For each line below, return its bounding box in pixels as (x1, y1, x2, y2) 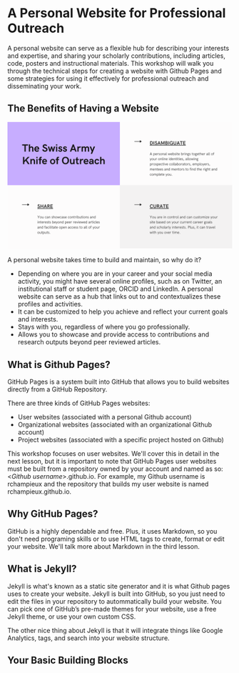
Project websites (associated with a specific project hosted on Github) (17, 436, 225, 444)
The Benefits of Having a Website (7, 102, 159, 115)
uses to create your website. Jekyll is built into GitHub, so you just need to (7, 589, 225, 598)
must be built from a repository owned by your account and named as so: (7, 464, 223, 473)
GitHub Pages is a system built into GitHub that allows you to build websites (7, 377, 230, 387)
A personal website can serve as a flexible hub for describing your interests (7, 44, 230, 52)
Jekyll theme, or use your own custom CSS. (7, 612, 136, 621)
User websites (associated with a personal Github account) (17, 413, 192, 422)
